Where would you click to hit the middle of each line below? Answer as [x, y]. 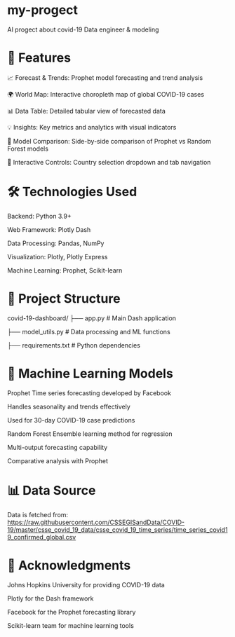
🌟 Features [39, 58]
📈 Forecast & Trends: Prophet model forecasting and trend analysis [105, 77]
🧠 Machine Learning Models [90, 373]
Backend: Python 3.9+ [40, 216]
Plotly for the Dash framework [51, 598]
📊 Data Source [52, 490]
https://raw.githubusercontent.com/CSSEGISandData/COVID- [96, 522]
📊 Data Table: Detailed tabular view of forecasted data [87, 111]
